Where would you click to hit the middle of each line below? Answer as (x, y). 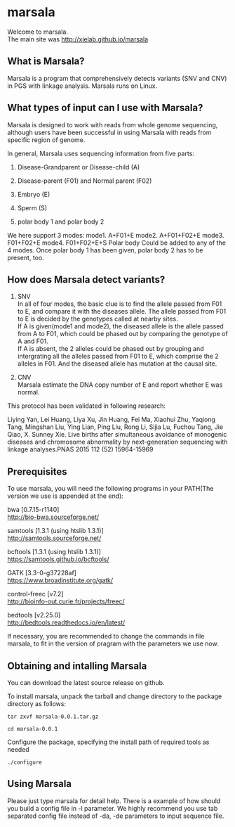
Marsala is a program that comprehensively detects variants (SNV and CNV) (117, 78)
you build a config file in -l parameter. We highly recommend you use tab (113, 808)
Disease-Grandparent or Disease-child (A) (79, 167)
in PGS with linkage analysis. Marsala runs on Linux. (82, 86)
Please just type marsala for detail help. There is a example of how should (114, 801)
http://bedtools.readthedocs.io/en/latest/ (66, 622)
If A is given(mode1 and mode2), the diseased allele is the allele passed (121, 326)
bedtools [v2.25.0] (34, 615)
